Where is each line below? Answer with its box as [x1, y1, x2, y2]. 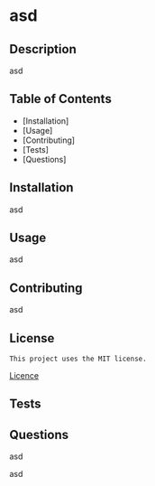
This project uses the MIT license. [9, 354, 147, 364]
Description [9, 42, 77, 57]
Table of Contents [9, 91, 113, 107]
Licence [9, 370, 39, 381]
